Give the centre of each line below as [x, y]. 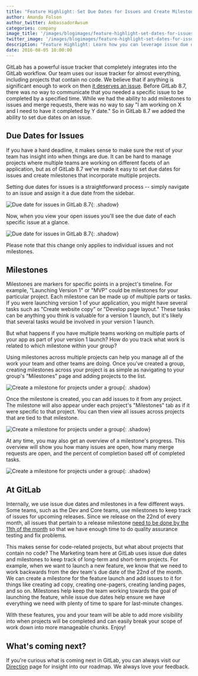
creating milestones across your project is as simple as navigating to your [95, 370]
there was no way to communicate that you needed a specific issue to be [95, 92]
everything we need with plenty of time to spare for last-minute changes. [95, 603]
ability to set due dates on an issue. [49, 117]
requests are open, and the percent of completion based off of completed [96, 454]
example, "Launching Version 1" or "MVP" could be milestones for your [92, 290]
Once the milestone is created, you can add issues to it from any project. [94, 399]
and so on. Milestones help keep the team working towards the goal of [92, 591]
